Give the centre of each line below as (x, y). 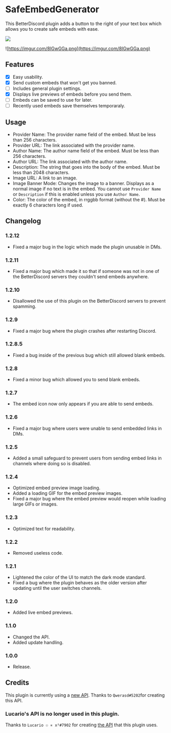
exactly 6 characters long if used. (48, 205)
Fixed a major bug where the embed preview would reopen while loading (89, 499)
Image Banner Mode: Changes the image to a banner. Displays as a (83, 183)
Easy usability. (28, 77)
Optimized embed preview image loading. (56, 488)
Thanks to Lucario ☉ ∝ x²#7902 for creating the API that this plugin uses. (82, 725)
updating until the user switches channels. (57, 588)
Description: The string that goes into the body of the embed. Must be (86, 167)
